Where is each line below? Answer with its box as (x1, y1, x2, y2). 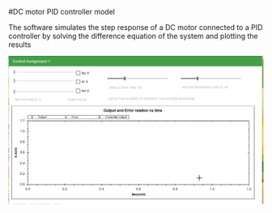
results (8, 40, 32, 49)
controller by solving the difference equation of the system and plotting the (8, 32, 259, 40)
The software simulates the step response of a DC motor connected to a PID (8, 23, 263, 32)
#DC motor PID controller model (8, 7, 116, 16)
